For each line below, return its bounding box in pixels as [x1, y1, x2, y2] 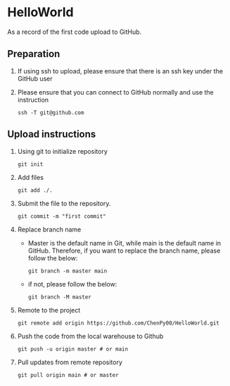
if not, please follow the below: [27, 279, 117, 288]
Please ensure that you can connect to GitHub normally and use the [17, 88, 215, 96]
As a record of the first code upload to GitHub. [7, 28, 142, 36]
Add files [17, 173, 44, 181]
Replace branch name [17, 225, 82, 234]
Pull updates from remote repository [17, 358, 123, 366]
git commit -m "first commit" [17, 212, 107, 219]
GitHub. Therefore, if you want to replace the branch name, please [27, 246, 221, 255]
